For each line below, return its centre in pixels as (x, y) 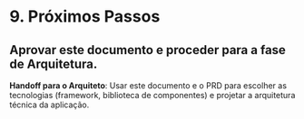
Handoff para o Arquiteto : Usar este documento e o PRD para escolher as (148, 86)
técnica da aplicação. (49, 105)
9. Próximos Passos (85, 17)
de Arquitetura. (54, 64)
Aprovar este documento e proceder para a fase (147, 50)
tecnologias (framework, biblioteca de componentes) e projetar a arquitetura (152, 95)
